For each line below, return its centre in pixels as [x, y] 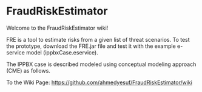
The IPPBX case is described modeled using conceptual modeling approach [101, 64]
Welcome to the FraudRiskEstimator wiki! [57, 28]
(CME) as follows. [28, 70]
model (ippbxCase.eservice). [62, 52]
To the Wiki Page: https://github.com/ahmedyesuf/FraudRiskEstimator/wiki [99, 82]
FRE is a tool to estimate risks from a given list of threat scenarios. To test [98, 39]
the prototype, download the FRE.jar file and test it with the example [91, 46]
